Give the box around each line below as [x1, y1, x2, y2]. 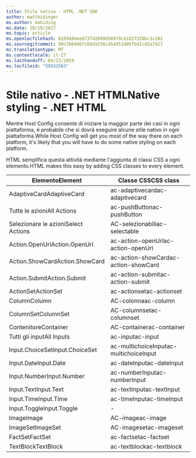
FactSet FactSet [9, 433, 51, 441]
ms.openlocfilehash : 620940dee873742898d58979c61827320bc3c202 [6, 36, 163, 42]
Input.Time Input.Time [9, 395, 68, 403]
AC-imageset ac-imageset [110, 423, 184, 432]
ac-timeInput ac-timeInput [110, 395, 183, 403]
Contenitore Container [9, 323, 68, 331]
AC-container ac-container [110, 323, 185, 331]
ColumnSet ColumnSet [9, 310, 70, 318]
